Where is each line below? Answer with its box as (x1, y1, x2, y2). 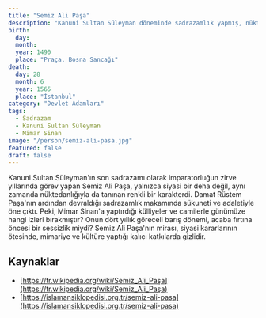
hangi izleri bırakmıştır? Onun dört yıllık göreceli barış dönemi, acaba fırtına (8, 215, 253, 225)
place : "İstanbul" (15, 93, 77, 100)
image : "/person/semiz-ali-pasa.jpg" (8, 136, 133, 145)
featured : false (8, 144, 62, 152)
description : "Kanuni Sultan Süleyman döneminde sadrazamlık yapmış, (8, 19, 243, 27)
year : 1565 (15, 85, 51, 93)
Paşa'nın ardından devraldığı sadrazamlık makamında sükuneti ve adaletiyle (8, 199, 255, 208)
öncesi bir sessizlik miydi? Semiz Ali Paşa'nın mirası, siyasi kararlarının (8, 223, 237, 233)
